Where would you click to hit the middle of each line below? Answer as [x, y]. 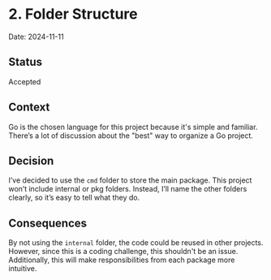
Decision [31, 160]
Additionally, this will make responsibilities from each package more [122, 260]
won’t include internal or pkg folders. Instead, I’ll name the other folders [128, 189]
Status [26, 62]
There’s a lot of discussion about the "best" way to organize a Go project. [131, 136]
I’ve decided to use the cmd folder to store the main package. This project [130, 180]
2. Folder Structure [73, 14]
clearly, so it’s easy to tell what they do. [74, 198]
